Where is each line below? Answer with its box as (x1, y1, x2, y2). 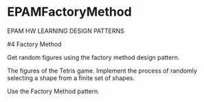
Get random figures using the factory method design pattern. (7, 53, 180, 62)
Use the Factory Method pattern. (7, 87, 100, 95)
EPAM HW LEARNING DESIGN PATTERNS (7, 27, 125, 35)
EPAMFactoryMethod (7, 4, 132, 20)
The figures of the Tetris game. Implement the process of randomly (7, 66, 198, 75)
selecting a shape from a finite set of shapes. (7, 73, 135, 82)
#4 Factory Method (7, 40, 62, 48)
